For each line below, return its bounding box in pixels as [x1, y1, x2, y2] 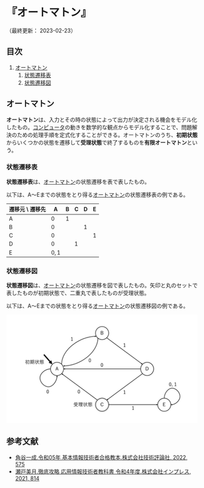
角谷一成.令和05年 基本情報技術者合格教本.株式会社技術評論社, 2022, [15, 453, 188, 461]
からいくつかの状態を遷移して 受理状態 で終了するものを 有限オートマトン [6, 138, 187, 146]
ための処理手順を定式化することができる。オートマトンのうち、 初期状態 [16, 131, 198, 138]
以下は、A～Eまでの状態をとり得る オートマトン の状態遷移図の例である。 [6, 302, 189, 309]
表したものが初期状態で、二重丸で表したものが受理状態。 [6, 289, 150, 297]
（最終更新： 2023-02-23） [6, 27, 76, 34]
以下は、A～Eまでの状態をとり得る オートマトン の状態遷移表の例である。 [6, 191, 189, 198]
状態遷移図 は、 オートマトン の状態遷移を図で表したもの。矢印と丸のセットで [6, 281, 198, 289]
